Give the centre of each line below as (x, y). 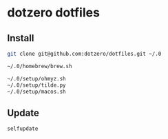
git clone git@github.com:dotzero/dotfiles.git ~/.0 (84, 54)
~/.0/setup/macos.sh (37, 92)
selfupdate (23, 129)
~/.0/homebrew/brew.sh (40, 66)
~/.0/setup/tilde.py (37, 85)
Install (21, 38)
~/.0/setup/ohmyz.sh (37, 78)
